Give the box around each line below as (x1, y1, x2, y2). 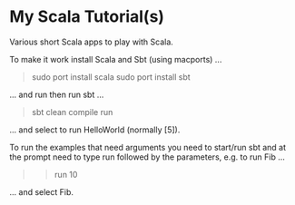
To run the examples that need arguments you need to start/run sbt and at (9, 142, 287, 152)
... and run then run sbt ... (9, 89, 104, 100)
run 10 (54, 169, 78, 180)
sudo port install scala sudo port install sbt (31, 71, 191, 83)
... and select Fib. (9, 186, 74, 197)
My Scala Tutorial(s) (9, 6, 165, 27)
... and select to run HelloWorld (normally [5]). (9, 124, 181, 135)
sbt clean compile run (31, 106, 113, 117)
